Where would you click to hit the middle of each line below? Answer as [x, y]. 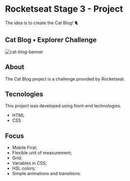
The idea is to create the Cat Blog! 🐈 [42, 22]
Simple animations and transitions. [46, 174]
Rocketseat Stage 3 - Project [64, 9]
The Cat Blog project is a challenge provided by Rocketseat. [65, 79]
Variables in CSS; [29, 163]
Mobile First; [25, 148]
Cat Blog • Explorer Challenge [51, 40]
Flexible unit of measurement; [42, 153]
